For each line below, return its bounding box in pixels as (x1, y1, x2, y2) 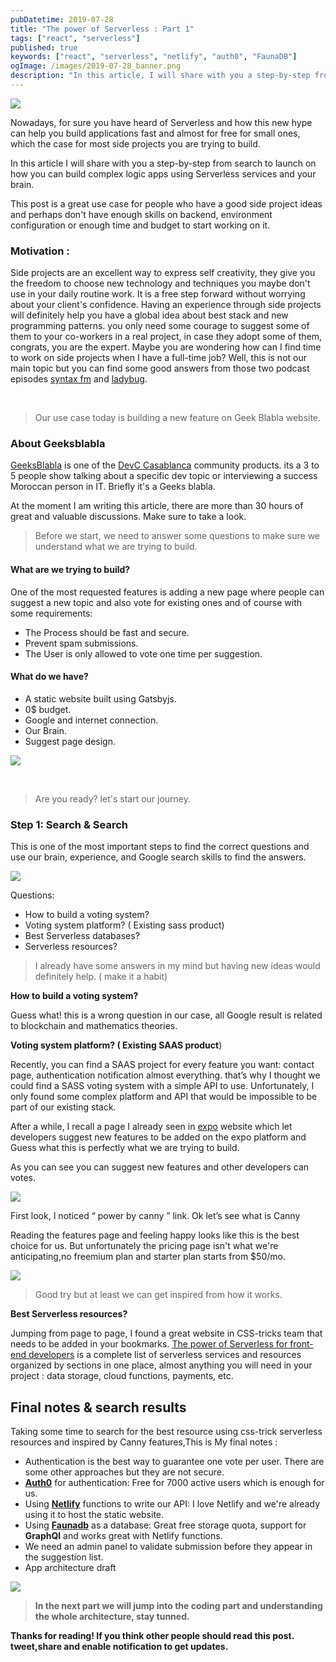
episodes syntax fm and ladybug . (10, 373, 148, 385)
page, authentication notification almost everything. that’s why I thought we (10, 1069, 321, 1081)
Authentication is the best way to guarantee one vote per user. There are (24, 1455, 325, 1467)
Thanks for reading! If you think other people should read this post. (10, 1629, 295, 1641)
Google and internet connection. (24, 714, 159, 726)
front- (289, 1338, 314, 1350)
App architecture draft (24, 1561, 117, 1573)
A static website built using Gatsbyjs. (24, 692, 177, 705)
